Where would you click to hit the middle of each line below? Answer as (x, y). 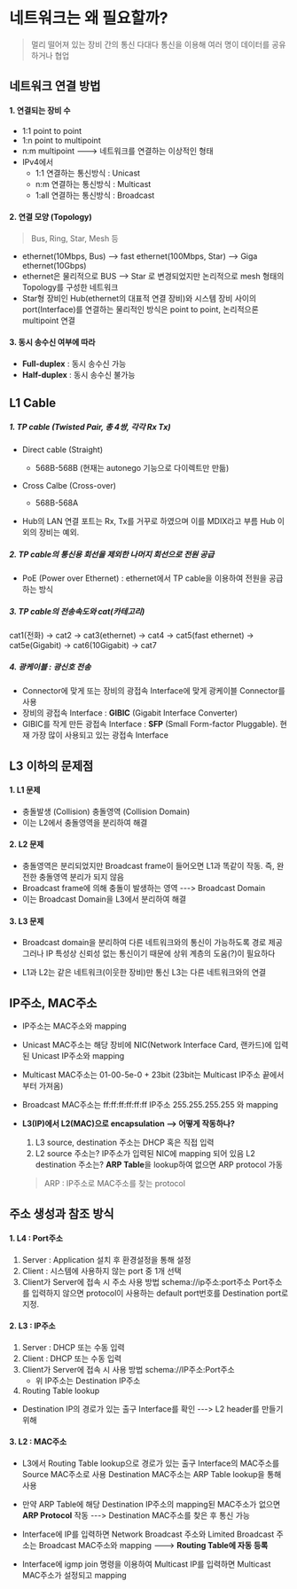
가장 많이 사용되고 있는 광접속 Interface (100, 735)
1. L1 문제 (25, 790)
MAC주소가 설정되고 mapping (74, 1576)
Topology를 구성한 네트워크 (70, 287)
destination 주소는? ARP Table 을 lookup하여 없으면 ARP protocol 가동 (159, 1165)
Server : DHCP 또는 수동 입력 (74, 1347)
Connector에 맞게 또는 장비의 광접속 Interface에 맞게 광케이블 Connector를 (153, 691)
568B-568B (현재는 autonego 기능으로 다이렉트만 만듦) (132, 468)
